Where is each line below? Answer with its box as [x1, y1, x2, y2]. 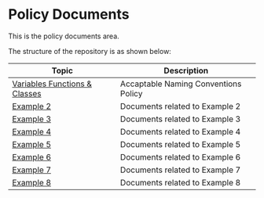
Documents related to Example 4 [120, 126, 241, 137]
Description [163, 65, 209, 76]
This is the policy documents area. [8, 31, 119, 41]
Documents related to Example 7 [120, 164, 241, 175]
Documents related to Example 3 [120, 113, 241, 124]
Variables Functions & [12, 78, 93, 89]
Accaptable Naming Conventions [120, 78, 242, 89]
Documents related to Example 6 [120, 151, 241, 162]
